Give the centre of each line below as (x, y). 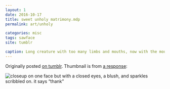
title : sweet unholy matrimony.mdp (43, 19)
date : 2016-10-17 (24, 15)
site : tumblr (19, 43)
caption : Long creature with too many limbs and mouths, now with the (81, 52)
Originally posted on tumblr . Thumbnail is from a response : (66, 66)
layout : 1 (16, 10)
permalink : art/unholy (29, 24)
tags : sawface (20, 38)
